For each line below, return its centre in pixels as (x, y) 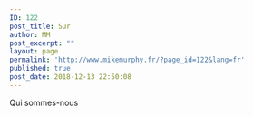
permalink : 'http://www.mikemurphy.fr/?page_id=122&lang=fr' (127, 60)
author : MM (30, 34)
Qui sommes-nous (44, 102)
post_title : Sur (40, 26)
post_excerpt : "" (42, 43)
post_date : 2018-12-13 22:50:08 (70, 77)
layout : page (34, 52)
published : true (40, 69)
